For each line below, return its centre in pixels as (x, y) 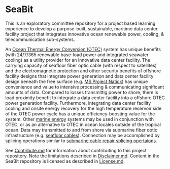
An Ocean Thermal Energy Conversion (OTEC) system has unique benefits (83, 49)
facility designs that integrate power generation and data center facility (79, 76)
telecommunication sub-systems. (40, 39)
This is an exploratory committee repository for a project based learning (80, 23)
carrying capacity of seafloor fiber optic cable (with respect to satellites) (81, 65)
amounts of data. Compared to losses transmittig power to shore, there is (82, 92)
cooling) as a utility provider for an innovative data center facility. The (78, 60)
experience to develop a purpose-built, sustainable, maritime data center (81, 28)
